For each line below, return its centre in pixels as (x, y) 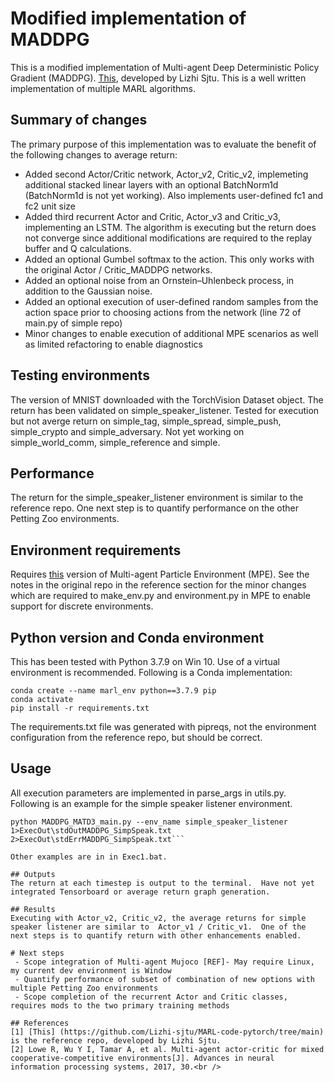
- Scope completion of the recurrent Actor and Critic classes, (151, 997)
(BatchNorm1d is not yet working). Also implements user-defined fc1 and (174, 195)
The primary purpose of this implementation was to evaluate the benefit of (163, 144)
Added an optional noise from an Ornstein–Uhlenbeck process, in (159, 280)
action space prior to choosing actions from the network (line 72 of (163, 312)
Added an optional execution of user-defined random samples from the (171, 301)
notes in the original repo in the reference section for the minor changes (158, 585)
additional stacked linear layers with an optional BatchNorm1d (151, 184)
